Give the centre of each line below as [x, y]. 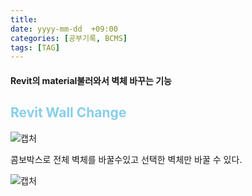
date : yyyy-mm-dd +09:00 [64, 29]
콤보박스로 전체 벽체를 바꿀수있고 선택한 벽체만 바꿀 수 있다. [126, 159]
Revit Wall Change [68, 112]
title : [24, 19]
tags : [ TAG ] [35, 47]
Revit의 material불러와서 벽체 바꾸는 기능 [91, 80]
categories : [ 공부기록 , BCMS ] [69, 38]
